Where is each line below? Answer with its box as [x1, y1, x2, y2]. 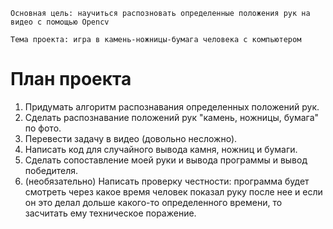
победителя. [24, 164, 79, 176]
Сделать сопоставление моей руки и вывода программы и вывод [24, 154, 308, 166]
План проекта [10, 68, 132, 91]
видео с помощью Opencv [10, 17, 110, 27]
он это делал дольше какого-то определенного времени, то [24, 196, 283, 208]
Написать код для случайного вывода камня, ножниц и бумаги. [24, 143, 298, 155]
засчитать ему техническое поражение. [24, 207, 197, 219]
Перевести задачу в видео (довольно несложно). [24, 132, 238, 144]
